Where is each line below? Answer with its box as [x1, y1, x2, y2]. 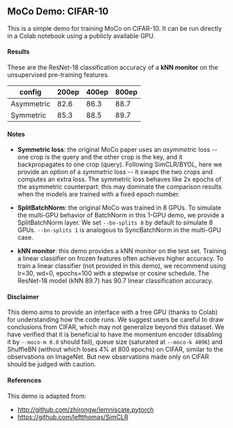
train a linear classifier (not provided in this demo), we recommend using [17, 262, 226, 270]
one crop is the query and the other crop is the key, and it [17, 153, 183, 162]
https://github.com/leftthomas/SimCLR [17, 413, 129, 421]
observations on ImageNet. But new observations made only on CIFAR [7, 352, 209, 361]
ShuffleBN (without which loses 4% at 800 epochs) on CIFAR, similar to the [7, 345, 223, 354]
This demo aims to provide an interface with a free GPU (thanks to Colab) [7, 308, 218, 317]
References [7, 376, 42, 385]
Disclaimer [7, 292, 40, 301]
